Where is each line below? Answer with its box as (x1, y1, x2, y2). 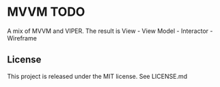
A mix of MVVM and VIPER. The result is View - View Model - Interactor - (7, 27, 213, 35)
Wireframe (7, 34, 38, 42)
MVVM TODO (7, 4, 85, 20)
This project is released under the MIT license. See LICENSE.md (7, 72, 188, 80)
